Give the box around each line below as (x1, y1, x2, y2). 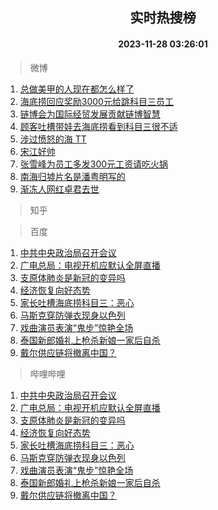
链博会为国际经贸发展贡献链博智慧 (19, 108, 161, 120)
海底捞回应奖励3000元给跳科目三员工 (19, 95, 174, 107)
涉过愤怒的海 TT (19, 133, 87, 145)
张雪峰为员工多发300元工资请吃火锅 (19, 158, 169, 170)
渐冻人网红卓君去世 (19, 183, 100, 195)
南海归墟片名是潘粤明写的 (19, 170, 126, 182)
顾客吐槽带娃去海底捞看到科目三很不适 (19, 120, 178, 132)
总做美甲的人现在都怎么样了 (19, 83, 135, 95)
